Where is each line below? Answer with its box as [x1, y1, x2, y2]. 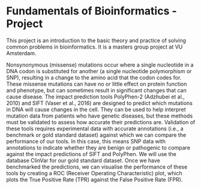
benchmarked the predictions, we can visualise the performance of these [6, 163, 188, 170]
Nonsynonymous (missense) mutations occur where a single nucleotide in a [6, 61, 194, 68]
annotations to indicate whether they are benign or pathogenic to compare [6, 144, 191, 151]
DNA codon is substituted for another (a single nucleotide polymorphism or [6, 67, 192, 74]
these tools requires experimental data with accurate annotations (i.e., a [6, 125, 184, 132]
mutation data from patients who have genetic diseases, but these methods [6, 112, 193, 119]
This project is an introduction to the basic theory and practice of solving [6, 37, 187, 44]
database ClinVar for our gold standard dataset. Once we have [6, 157, 160, 164]
